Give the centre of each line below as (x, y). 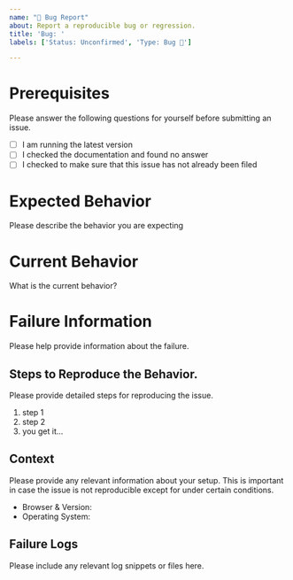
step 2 (34, 422)
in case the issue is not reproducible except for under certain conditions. (142, 490)
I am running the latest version (77, 145)
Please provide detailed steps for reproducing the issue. (112, 395)
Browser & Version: (57, 507)
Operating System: (56, 516)
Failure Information (81, 322)
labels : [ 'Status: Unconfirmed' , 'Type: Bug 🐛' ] (100, 42)
